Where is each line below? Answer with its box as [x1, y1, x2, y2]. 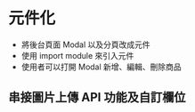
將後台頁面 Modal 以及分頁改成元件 [20, 39, 150, 50]
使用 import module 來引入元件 [20, 50, 134, 60]
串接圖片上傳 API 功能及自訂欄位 [8, 90, 186, 105]
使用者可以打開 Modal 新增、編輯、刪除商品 [20, 61, 182, 72]
